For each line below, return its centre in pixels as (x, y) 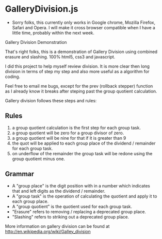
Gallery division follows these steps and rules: (51, 100)
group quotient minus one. (39, 159)
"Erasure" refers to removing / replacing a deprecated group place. (79, 211)
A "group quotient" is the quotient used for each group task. (72, 206)
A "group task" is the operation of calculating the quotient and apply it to (85, 196)
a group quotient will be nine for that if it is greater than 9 (69, 138)
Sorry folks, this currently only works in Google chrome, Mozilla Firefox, (84, 22)
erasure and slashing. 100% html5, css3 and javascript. (60, 56)
